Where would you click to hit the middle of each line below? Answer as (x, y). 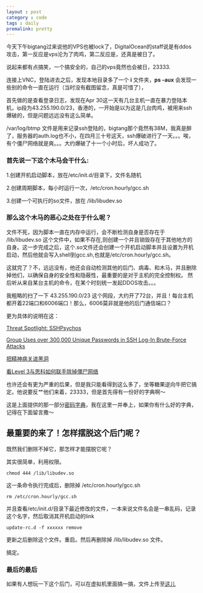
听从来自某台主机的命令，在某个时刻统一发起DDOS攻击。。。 (85, 282)
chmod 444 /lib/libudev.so (40, 473)
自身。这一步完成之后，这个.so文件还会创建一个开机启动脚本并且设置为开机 (100, 247)
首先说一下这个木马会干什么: (48, 161)
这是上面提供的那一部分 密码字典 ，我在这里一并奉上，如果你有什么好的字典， (101, 404)
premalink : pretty (29, 29)
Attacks (16, 346)
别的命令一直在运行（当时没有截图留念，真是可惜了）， (79, 88)
